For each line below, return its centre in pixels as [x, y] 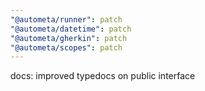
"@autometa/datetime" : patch [71, 29]
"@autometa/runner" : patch [66, 19]
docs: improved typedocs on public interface [103, 76]
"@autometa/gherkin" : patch [69, 38]
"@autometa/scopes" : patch [66, 47]
